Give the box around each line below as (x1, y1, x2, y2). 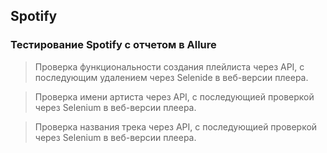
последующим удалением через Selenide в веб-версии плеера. (34, 71, 309, 83)
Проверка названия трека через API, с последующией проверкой (34, 120, 318, 133)
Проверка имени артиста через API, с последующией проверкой (34, 90, 315, 103)
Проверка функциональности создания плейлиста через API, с (34, 60, 305, 73)
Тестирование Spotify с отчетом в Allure (10, 38, 217, 52)
